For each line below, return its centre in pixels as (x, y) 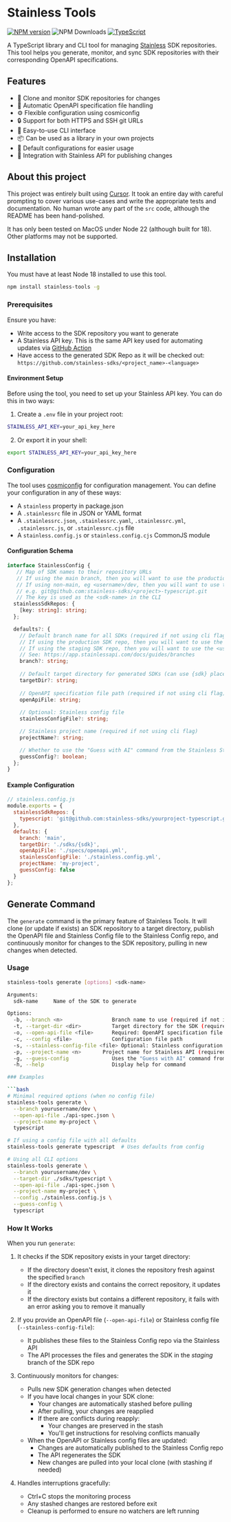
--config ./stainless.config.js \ (63, 1198)
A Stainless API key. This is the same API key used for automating (110, 340)
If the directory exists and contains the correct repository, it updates (124, 1285)
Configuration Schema (40, 551)
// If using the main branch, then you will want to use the (106, 578)
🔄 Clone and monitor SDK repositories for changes (88, 98)
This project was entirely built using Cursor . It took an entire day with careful (115, 194)
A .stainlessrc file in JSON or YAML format (79, 513)
